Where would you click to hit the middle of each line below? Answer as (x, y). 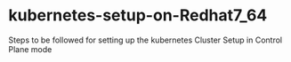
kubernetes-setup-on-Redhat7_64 (138, 15)
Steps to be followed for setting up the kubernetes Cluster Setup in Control (145, 40)
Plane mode (30, 49)
